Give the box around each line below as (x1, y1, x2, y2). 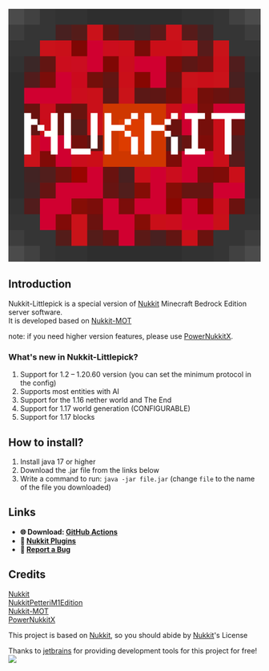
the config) (19, 378, 57, 388)
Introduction (8, 278, 72, 291)
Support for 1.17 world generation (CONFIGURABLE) (19, 404, 191, 413)
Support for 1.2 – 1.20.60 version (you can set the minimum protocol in (19, 370, 252, 380)
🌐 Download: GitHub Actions (19, 527, 118, 536)
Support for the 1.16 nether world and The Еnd (19, 395, 172, 405)
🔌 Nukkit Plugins (19, 535, 76, 546)
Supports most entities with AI (19, 387, 120, 396)
